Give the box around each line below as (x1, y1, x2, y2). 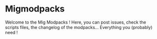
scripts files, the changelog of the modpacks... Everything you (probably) (5, 24, 153, 30)
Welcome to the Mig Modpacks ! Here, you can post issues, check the (5, 19, 146, 25)
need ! (5, 29, 18, 35)
